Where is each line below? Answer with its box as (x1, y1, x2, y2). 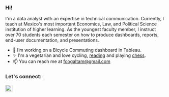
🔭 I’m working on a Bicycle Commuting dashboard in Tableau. (12, 47, 142, 53)
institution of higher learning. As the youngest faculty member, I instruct (5, 26, 156, 33)
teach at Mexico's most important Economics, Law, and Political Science (5, 21, 157, 27)
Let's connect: (5, 73, 42, 80)
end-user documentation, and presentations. (5, 37, 99, 43)
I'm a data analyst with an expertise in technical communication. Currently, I (5, 16, 164, 22)
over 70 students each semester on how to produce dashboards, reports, (5, 32, 159, 38)
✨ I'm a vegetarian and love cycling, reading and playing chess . (12, 52, 146, 58)
